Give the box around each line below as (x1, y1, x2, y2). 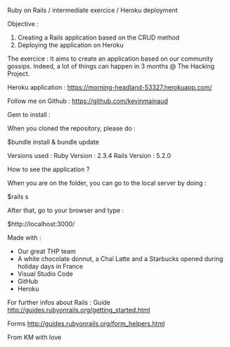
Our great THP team (17, 247, 76, 255)
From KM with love (7, 333, 62, 341)
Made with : (7, 233, 41, 242)
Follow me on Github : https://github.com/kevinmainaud (7, 97, 169, 105)
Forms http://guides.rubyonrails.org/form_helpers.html (7, 319, 165, 327)
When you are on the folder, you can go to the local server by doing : (7, 179, 207, 187)
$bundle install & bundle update (7, 138, 100, 146)
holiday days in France (17, 262, 83, 270)
